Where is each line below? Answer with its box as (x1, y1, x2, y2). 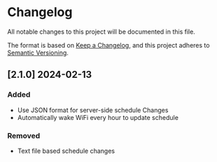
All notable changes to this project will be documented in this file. (7, 27, 196, 36)
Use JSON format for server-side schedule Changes (17, 106, 169, 114)
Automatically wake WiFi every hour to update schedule (17, 113, 178, 121)
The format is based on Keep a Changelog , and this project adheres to (7, 41, 210, 49)
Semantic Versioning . (7, 48, 69, 57)
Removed (7, 130, 41, 140)
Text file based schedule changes (17, 147, 115, 155)
